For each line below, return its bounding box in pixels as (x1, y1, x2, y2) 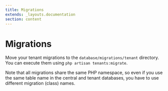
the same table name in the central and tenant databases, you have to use (5, 75, 159, 81)
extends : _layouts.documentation (5, 12, 76, 17)
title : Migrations (5, 7, 44, 12)
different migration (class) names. (5, 80, 76, 86)
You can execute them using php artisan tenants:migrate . (5, 60, 128, 66)
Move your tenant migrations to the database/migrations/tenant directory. (5, 54, 159, 60)
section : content (5, 16, 42, 21)
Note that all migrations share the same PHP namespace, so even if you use (5, 69, 163, 75)
